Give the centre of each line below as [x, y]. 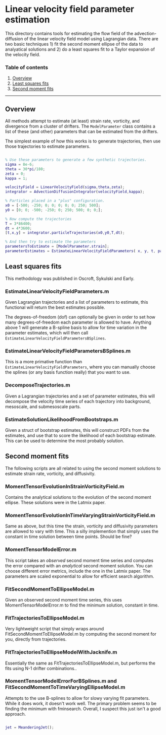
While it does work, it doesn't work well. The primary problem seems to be [81, 703]
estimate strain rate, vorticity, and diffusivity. [50, 473]
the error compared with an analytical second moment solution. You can [79, 566]
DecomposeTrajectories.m [38, 385]
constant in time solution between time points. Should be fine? [69, 536]
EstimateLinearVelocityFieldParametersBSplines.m [68, 351]
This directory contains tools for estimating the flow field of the [69, 33]
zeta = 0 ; [15, 174]
